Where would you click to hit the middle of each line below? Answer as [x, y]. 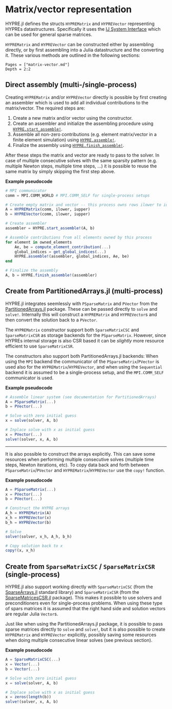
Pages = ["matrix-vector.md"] [38, 65]
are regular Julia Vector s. [32, 614]
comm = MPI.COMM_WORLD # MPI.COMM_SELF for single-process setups [78, 196]
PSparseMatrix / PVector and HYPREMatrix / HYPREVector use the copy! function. [85, 470]
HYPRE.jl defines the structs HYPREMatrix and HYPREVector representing [80, 24]
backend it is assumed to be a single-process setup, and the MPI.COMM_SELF [84, 372]
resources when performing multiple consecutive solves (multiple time [80, 459]
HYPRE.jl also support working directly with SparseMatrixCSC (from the [79, 587]
